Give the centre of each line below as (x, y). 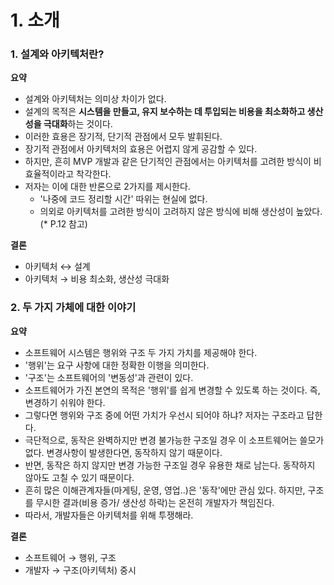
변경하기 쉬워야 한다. (65, 402)
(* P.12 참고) (63, 224)
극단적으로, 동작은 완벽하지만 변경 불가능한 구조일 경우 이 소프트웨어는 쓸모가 (174, 440)
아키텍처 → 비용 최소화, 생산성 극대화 (97, 279)
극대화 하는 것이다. (78, 124)
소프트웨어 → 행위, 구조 (70, 557)
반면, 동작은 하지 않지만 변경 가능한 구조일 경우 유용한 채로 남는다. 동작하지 (170, 465)
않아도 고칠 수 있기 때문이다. (79, 477)
